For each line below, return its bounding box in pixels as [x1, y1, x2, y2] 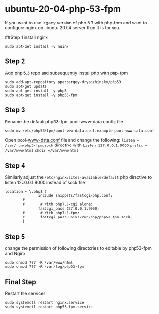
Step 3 [5, 106, 25, 114]
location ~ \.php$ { [5, 189, 47, 194]
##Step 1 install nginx [5, 34, 48, 40]
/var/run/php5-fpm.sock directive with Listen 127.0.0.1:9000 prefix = [5, 142, 148, 148]
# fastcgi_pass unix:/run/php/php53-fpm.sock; [23, 215, 133, 220]
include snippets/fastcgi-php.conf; [38, 193, 113, 198]
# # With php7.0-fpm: [23, 211, 80, 216]
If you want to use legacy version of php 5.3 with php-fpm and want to [5, 20, 147, 25]
